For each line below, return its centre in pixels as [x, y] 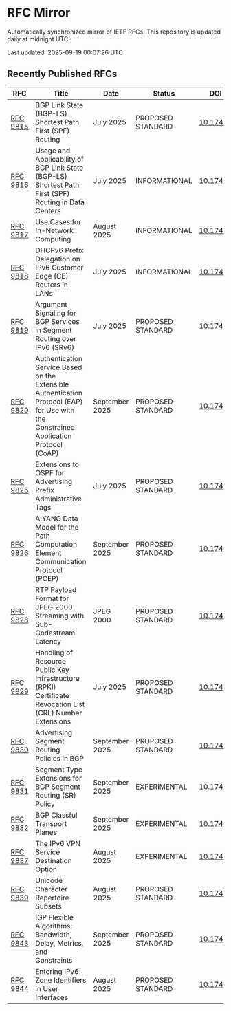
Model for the [57, 527]
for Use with [55, 410]
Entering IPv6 [57, 971]
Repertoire [52, 898]
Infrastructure [58, 678]
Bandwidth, [54, 935]
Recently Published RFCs [62, 74]
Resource [51, 661]
